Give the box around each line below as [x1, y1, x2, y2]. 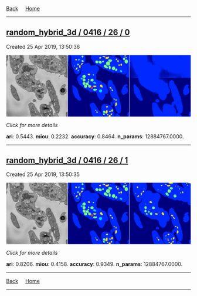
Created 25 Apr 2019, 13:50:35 [6, 171, 80, 178]
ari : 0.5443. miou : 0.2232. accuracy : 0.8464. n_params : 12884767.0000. [6, 132, 184, 140]
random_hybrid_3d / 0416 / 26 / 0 [6, 28, 130, 38]
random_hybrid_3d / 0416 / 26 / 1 [6, 155, 128, 165]
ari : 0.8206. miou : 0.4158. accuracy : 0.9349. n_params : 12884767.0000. [6, 261, 183, 268]
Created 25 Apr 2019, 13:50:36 [6, 43, 80, 50]
